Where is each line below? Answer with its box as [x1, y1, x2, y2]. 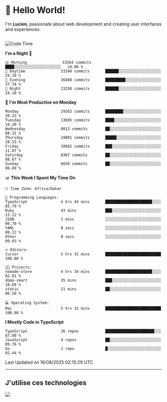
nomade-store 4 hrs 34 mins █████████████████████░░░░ [5, 269, 162, 274]
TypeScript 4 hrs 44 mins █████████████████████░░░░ [5, 200, 162, 204]
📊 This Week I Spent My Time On [5, 175, 76, 181]
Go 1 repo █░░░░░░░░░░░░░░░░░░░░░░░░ [5, 346, 162, 351]
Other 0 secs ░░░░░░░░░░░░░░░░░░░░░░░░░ [5, 234, 162, 239]
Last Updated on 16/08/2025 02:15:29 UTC [5, 359, 93, 366]
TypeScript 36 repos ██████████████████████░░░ [5, 329, 162, 334]
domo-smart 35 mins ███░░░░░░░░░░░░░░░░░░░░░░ [5, 278, 162, 283]
